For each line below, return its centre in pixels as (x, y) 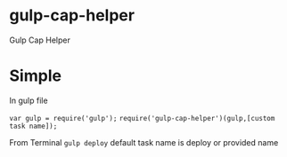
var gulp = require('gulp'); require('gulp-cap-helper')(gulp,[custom (142, 118)
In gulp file (29, 100)
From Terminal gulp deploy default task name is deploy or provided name (144, 142)
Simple (36, 76)
